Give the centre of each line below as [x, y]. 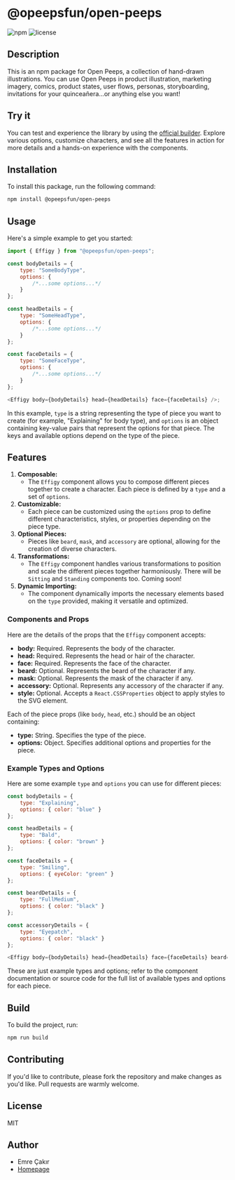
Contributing [36, 1060]
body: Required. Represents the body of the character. [96, 648]
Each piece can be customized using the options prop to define [119, 512]
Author [23, 1145]
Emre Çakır [34, 1162]
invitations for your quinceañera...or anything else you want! [94, 93]
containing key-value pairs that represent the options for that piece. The [111, 428]
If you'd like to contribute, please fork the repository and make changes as [115, 1076]
